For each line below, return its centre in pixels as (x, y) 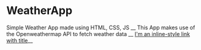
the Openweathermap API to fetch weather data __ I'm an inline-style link (98, 34)
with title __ (20, 40)
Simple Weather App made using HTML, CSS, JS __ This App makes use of (101, 27)
